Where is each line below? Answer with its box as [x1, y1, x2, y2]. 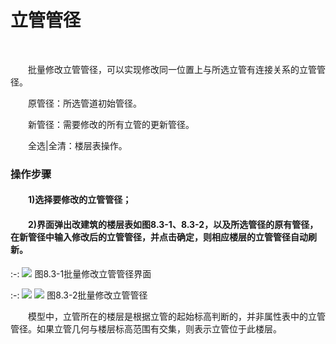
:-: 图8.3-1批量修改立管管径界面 [10, 267, 152, 280]
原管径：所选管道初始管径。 [28, 97, 142, 109]
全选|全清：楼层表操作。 [28, 139, 128, 151]
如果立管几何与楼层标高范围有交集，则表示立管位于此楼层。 [36, 322, 282, 335]
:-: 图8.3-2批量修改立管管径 [10, 289, 148, 301]
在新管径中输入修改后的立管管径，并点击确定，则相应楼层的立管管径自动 [10, 231, 308, 243]
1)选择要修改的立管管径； [28, 194, 132, 206]
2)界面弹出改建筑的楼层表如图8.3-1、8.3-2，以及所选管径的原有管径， [28, 219, 319, 231]
